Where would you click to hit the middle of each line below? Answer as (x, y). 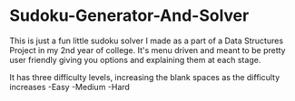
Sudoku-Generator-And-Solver (129, 16)
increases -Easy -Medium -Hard (69, 87)
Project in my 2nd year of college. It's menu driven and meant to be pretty (147, 50)
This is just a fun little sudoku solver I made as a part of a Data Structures (147, 41)
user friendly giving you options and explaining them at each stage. (135, 60)
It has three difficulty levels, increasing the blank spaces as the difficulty (145, 77)
